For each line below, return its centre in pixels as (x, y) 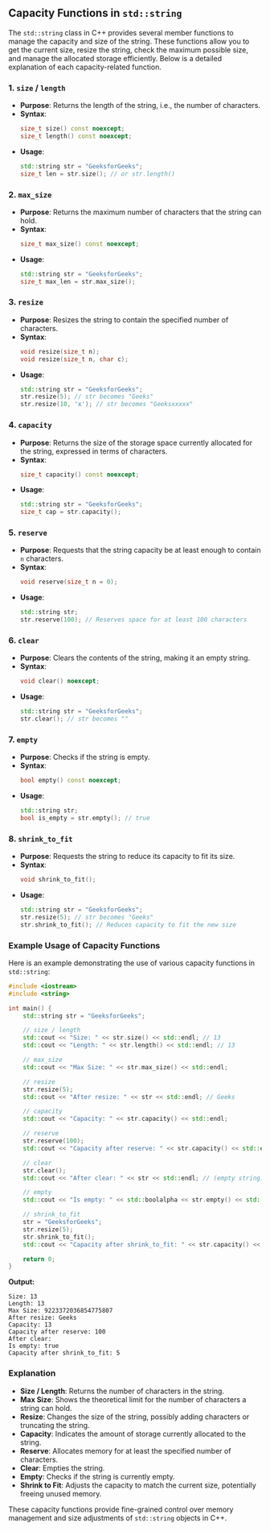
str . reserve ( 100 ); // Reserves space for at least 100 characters (133, 620)
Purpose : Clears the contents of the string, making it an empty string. (135, 658)
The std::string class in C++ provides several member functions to (121, 32)
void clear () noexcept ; (60, 681)
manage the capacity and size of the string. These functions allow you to (129, 41)
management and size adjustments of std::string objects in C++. (118, 1517)
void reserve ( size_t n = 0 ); (69, 582)
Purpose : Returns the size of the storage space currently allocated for (136, 442)
